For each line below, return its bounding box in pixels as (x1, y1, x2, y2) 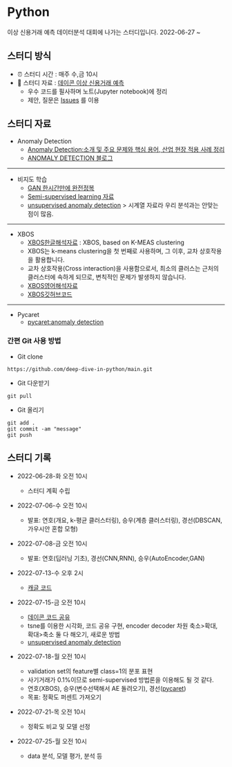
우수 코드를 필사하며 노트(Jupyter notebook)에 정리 (27, 87, 168, 96)
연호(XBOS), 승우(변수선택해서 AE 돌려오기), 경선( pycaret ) (27, 684, 186, 692)
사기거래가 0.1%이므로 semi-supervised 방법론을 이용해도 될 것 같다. (27, 676, 214, 684)
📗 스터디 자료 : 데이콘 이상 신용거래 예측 (17, 78, 124, 87)
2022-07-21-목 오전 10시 (17, 707, 86, 716)
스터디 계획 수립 (27, 486, 70, 495)
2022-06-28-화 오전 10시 (17, 471, 88, 480)
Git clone (17, 352, 43, 361)
